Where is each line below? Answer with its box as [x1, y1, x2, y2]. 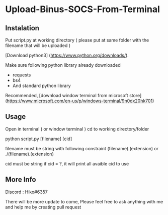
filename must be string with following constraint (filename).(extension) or [5, 145, 159, 151]
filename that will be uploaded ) [5, 42, 71, 49]
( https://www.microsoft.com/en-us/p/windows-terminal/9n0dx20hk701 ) [5, 98, 154, 104]
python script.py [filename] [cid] [5, 136, 72, 142]
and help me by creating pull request [5, 204, 81, 210]
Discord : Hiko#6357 [5, 189, 48, 195]
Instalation [5, 24, 39, 32]
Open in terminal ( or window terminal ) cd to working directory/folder [5, 125, 149, 132]
